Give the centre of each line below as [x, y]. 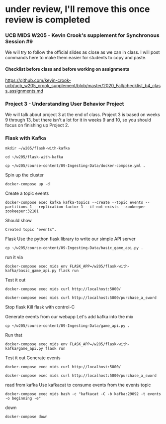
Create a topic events [27, 193]
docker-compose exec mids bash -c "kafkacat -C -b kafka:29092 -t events [83, 394]
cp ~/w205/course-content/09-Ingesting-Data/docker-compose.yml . [75, 166]
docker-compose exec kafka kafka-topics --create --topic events [74, 203]
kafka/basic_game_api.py [31, 271]
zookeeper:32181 [22, 211]
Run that [14, 335]
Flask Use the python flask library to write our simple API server [70, 239]
